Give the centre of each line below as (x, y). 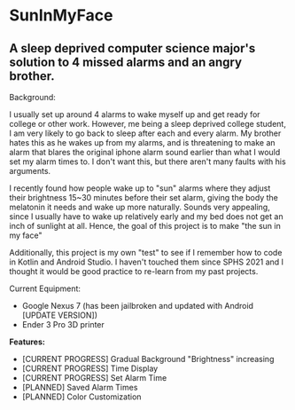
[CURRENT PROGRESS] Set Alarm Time (94, 378)
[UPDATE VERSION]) (60, 315)
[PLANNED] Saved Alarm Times (80, 387)
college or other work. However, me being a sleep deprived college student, (147, 124)
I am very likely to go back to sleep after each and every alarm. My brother (145, 133)
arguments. (30, 171)
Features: (27, 342)
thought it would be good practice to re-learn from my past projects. (134, 271)
